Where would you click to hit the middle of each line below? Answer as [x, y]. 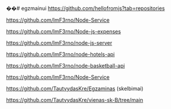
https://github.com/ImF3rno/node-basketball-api [66, 66]
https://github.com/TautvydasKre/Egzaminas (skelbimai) [75, 88]
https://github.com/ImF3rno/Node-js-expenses [64, 32]
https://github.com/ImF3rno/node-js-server [59, 43]
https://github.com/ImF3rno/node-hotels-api [61, 54]
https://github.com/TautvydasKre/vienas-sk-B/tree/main [75, 100]
